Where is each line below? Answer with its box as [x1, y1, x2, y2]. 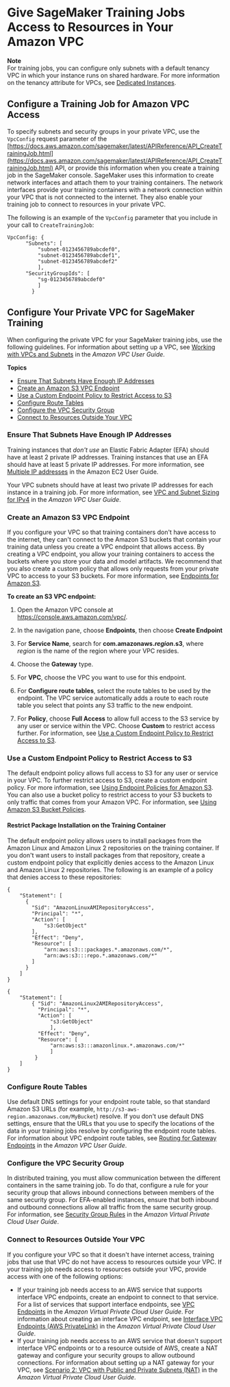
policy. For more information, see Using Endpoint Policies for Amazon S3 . [7, 784, 214, 792]
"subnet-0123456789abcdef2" [37, 258, 118, 265]
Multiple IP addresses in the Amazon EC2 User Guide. [7, 468, 159, 476]
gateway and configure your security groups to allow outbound [16, 1351, 195, 1359]
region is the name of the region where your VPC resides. [16, 647, 179, 655]
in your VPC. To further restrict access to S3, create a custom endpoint [7, 776, 207, 784]
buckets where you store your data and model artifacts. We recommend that [7, 557, 222, 566]
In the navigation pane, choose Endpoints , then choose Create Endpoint [16, 626, 223, 635]
